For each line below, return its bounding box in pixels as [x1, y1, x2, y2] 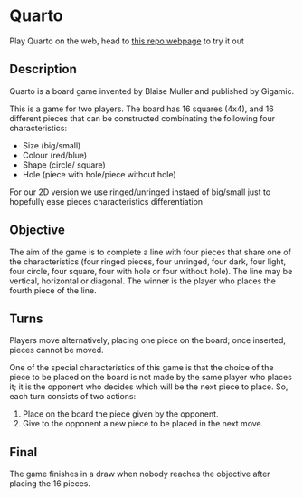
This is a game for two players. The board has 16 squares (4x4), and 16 [9, 103, 274, 114]
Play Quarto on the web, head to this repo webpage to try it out [9, 35, 244, 46]
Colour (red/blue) [22, 149, 88, 160]
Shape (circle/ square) [22, 159, 106, 170]
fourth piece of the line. [9, 284, 97, 295]
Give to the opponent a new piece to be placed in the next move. [22, 418, 264, 429]
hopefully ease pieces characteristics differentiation [9, 196, 204, 206]
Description [9, 62, 77, 77]
